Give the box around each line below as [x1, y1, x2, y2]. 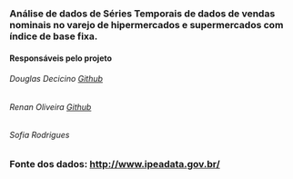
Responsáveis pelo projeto [9, 53, 112, 64]
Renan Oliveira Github [9, 101, 92, 112]
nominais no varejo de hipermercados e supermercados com [9, 18, 284, 31]
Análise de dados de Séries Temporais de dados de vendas [9, 7, 276, 20]
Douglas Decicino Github [9, 74, 103, 85]
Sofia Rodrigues [9, 130, 70, 141]
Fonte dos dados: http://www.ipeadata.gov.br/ [9, 157, 220, 170]
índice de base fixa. [9, 30, 98, 43]
